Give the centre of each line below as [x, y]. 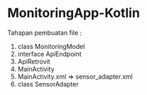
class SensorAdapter [48, 84]
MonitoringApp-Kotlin [74, 13]
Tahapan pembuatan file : [45, 33]
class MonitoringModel [51, 46]
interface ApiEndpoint [49, 54]
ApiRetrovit [34, 61]
